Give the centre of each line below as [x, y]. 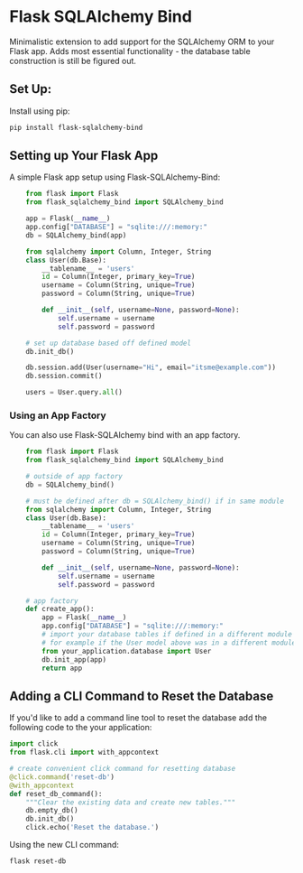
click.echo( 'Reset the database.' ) [92, 828]
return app [62, 668]
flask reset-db [38, 861]
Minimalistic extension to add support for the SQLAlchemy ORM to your [142, 42]
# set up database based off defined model [109, 343]
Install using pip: [40, 111]
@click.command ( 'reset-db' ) [62, 777]
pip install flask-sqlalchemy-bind [76, 127]
